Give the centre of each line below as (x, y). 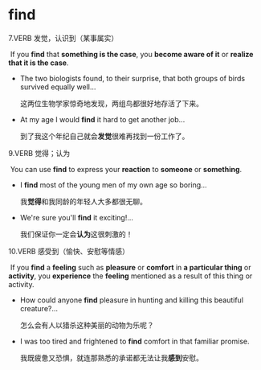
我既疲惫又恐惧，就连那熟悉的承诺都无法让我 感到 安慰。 (111, 358)
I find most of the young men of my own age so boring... (113, 185)
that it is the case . (39, 63)
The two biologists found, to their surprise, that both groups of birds (133, 78)
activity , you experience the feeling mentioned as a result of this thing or (130, 276)
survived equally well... (58, 87)
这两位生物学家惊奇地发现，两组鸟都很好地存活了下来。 (111, 103)
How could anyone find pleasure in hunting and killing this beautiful (131, 300)
